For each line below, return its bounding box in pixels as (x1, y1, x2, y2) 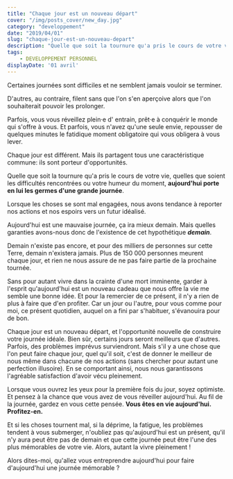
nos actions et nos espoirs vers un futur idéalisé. (7, 207, 146, 215)
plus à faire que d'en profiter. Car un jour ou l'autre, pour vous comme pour (7, 299, 222, 308)
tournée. (7, 263, 32, 271)
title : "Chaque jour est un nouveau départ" (7, 10, 138, 17)
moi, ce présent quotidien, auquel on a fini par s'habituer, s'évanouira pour (7, 306, 221, 314)
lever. (7, 137, 23, 146)
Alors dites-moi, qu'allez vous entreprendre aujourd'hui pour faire (7, 456, 195, 464)
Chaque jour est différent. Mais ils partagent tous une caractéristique (7, 151, 205, 159)
